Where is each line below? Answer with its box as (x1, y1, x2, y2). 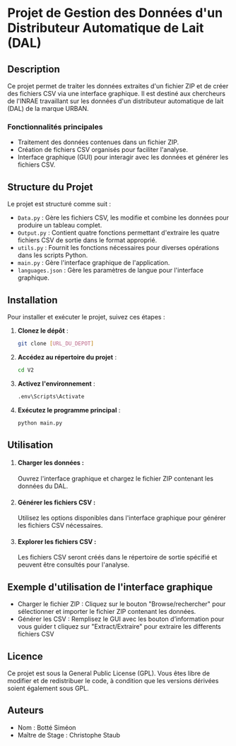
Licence (7, 650, 44, 662)
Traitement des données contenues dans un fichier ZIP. (17, 138, 179, 146)
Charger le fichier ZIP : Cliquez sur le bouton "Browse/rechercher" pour (17, 600, 226, 608)
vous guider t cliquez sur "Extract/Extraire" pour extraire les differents (17, 622, 221, 631)
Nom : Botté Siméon (17, 723, 76, 732)
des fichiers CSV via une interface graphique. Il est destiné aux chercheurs (7, 90, 226, 97)
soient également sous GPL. (7, 684, 90, 693)
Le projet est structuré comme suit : (7, 200, 112, 208)
